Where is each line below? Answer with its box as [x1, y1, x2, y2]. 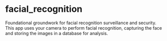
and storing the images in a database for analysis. [5, 30, 108, 36]
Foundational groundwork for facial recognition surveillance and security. [5, 20, 156, 26]
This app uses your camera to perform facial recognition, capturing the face [5, 25, 162, 31]
